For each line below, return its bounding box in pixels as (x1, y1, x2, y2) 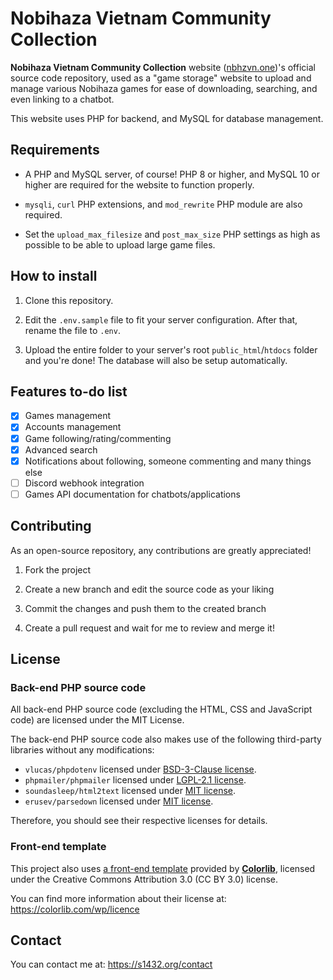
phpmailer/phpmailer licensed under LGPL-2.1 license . (24, 774, 247, 786)
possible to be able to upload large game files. (24, 238, 216, 251)
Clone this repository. (24, 294, 114, 306)
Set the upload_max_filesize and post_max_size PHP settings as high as (24, 228, 321, 240)
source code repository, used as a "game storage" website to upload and (10, 72, 312, 84)
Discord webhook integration (24, 477, 145, 489)
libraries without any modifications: (10, 744, 155, 756)
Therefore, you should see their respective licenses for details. (10, 815, 268, 827)
